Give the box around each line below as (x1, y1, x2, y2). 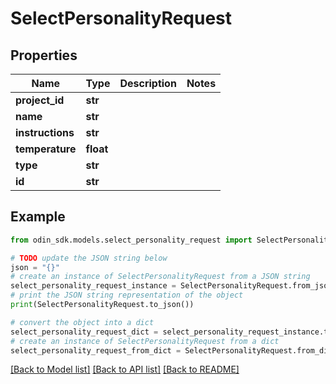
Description (119, 77, 177, 90)
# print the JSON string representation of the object (10, 290, 244, 301)
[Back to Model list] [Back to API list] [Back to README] (10, 363, 240, 376)
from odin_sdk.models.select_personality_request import (10, 235, 253, 245)
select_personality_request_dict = (10, 327, 159, 337)
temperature (15, 142, 77, 156)
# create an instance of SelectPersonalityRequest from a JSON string (10, 272, 311, 282)
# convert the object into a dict (10, 317, 155, 327)
